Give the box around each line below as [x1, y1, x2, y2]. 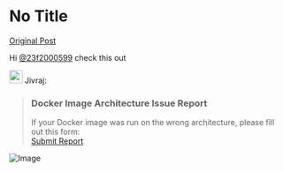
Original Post [9, 35, 57, 46]
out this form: [30, 126, 80, 138]
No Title [9, 6, 69, 26]
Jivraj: [24, 75, 47, 86]
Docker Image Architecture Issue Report [30, 97, 208, 109]
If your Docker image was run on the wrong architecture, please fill [30, 117, 275, 128]
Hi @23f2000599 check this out [9, 52, 126, 63]
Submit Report [30, 136, 84, 146]
